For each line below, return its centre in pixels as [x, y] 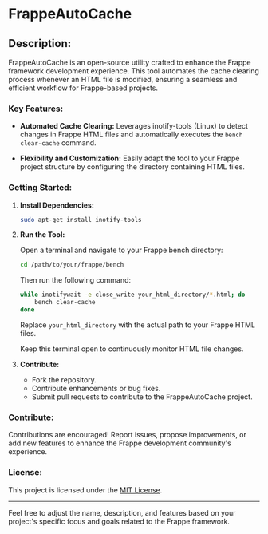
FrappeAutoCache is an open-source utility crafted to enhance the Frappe [130, 62]
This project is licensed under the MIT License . [85, 490]
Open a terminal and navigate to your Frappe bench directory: [121, 250]
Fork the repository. [64, 379]
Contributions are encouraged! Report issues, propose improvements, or [128, 435]
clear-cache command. [58, 143]
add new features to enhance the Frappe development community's [120, 443]
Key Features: [36, 109]
